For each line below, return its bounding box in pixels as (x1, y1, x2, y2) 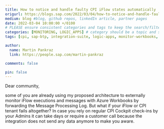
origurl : (5, 12, 23, 17)
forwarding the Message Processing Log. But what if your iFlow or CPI (5, 103, 146, 109)
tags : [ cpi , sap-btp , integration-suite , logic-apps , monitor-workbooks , (5, 35, 159, 39)
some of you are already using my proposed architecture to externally (5, 92, 145, 98)
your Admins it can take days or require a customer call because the (5, 113, 143, 119)
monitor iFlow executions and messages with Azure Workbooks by (5, 98, 139, 104)
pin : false (5, 70, 27, 74)
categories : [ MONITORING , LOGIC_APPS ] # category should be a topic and (5, 30, 156, 35)
